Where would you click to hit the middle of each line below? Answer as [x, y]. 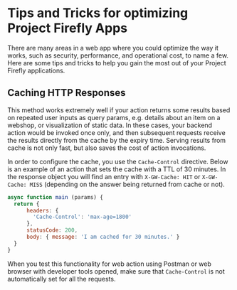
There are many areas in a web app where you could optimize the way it [113, 48]
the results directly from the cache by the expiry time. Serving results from [117, 140]
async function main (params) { [55, 197]
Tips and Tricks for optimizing [98, 13]
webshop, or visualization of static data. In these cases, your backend [110, 125]
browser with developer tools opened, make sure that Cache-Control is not [116, 271]
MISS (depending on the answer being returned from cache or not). [127, 184]
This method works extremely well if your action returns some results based [119, 110]
